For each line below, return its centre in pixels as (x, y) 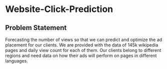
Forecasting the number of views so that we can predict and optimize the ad (84, 39)
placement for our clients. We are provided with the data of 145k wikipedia (82, 45)
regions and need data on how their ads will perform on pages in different (81, 55)
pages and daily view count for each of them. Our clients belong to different (83, 50)
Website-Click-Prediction (59, 9)
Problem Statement (36, 28)
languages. (17, 61)
